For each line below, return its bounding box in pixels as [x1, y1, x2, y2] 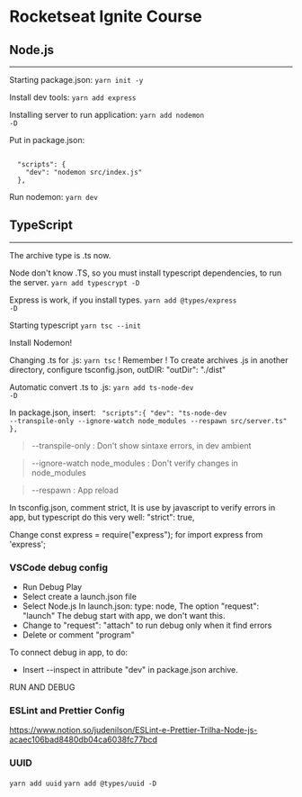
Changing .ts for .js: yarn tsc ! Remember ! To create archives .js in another [9, 354, 289, 366]
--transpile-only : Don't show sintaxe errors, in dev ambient [31, 439, 252, 451]
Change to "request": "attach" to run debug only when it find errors [22, 620, 272, 631]
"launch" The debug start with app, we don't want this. [22, 611, 226, 621]
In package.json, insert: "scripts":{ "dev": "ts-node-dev [9, 407, 227, 418]
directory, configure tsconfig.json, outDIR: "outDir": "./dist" [9, 364, 226, 375]
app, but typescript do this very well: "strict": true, [9, 512, 195, 522]
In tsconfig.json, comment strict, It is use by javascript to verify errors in [9, 502, 276, 512]
